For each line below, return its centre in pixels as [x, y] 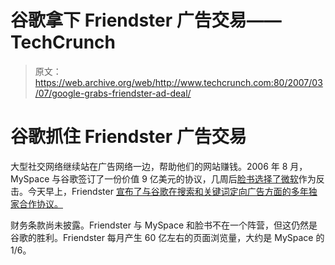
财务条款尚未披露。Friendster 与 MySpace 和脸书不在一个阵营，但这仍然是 [164, 225]
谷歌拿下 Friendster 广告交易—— [146, 20]
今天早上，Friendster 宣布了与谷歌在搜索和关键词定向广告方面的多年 [168, 191]
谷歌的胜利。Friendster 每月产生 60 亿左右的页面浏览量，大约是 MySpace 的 [167, 237]
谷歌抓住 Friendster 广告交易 [128, 137]
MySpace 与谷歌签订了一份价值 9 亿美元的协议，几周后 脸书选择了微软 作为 [163, 178]
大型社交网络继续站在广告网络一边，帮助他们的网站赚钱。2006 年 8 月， [159, 166]
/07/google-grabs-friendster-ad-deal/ [113, 93]
